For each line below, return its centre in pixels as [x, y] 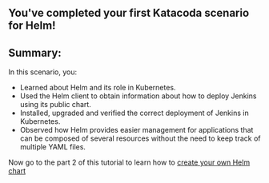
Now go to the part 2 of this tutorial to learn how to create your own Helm [129, 162]
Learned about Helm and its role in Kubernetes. [98, 88]
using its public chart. [56, 105]
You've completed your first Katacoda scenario [129, 13]
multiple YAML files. [53, 147]
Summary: [35, 52]
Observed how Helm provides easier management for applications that [137, 130]
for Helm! [32, 26]
